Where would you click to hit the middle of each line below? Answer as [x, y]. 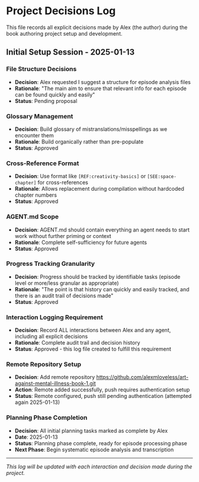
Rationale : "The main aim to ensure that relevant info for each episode [100, 88]
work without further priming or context [63, 236]
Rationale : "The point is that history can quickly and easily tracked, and [102, 289]
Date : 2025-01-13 [36, 437]
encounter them [34, 135]
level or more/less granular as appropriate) [67, 283]
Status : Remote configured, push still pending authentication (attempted [103, 396]
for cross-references [63, 182]
